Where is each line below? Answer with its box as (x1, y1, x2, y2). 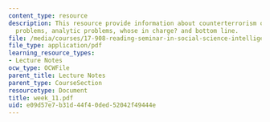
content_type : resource (8, 11, 88, 20)
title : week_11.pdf (8, 94, 74, 102)
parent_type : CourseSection (8, 79, 103, 87)
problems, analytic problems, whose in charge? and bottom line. (15, 26, 239, 35)
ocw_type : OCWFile (8, 64, 70, 72)
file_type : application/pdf (8, 42, 103, 50)
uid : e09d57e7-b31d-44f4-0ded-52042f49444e (8, 101, 157, 109)
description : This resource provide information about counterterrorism (8, 19, 257, 27)
